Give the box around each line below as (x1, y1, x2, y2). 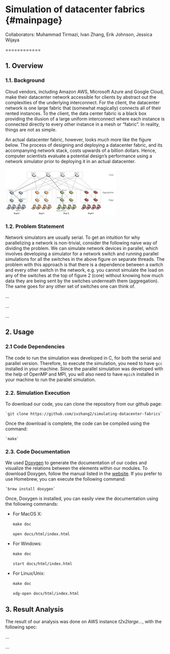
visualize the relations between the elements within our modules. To (5, 465, 148, 471)
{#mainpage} (5, 14, 63, 26)
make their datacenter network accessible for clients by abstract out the (5, 94, 157, 100)
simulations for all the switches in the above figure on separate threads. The (5, 256, 165, 262)
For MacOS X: (12, 511, 42, 517)
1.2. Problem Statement (5, 222, 65, 230)
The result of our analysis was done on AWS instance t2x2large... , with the (5, 619, 162, 625)
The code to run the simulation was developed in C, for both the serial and (5, 354, 161, 361)
